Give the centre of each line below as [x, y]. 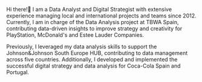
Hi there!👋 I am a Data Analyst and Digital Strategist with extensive [89, 9]
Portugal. [18, 72]
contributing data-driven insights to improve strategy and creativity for [94, 28]
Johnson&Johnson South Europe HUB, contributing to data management [97, 53]
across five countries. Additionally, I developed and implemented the [92, 59]
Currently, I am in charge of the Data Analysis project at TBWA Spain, [93, 22]
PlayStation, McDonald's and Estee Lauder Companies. [75, 35]
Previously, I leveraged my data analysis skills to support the [82, 46]
